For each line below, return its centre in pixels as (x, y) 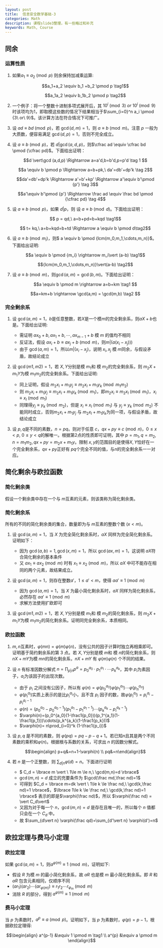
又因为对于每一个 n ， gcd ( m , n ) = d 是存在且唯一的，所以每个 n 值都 (87, 808)
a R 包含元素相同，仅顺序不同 (41, 881)
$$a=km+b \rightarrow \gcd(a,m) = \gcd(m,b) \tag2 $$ (85, 294)
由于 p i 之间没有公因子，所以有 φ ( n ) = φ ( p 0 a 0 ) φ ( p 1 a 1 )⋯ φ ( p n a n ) (82, 687)
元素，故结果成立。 (56, 570)
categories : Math (23, 19)
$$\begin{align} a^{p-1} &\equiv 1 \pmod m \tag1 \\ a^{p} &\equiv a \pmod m (82, 935)
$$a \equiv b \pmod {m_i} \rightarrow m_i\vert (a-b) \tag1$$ (85, 255)
